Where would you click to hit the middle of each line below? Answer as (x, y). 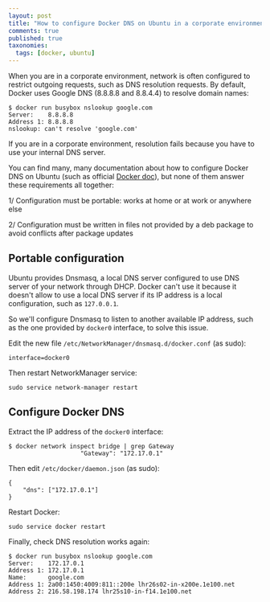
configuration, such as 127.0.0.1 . (63, 303)
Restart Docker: (34, 512)
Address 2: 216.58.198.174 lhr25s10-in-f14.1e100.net (100, 592)
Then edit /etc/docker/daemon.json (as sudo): (84, 468)
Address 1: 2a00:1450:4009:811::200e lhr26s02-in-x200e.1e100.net (122, 584)
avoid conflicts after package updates (71, 233)
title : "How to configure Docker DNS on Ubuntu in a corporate (117, 23)
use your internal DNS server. (57, 152)
